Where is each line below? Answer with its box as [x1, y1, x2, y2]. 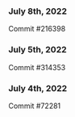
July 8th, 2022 [8, 6, 67, 17]
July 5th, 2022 [8, 44, 67, 56]
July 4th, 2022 [8, 82, 68, 94]
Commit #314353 [8, 62, 66, 72]
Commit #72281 [8, 101, 61, 111]
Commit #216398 [8, 24, 66, 34]
